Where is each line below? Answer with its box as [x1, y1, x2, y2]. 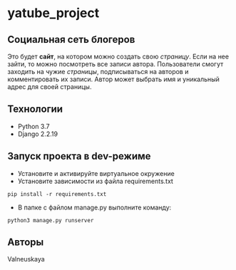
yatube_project [7, 5, 100, 21]
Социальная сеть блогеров [7, 33, 135, 46]
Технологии [7, 103, 63, 115]
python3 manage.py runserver [7, 217, 94, 224]
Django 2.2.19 [17, 130, 58, 138]
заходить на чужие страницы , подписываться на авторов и [7, 68, 189, 76]
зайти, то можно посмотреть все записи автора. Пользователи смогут [7, 60, 224, 68]
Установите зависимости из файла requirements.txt [17, 177, 173, 185]
